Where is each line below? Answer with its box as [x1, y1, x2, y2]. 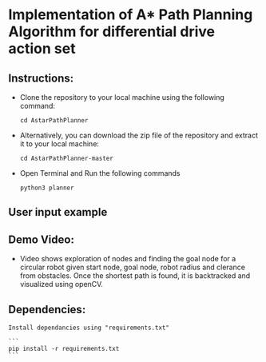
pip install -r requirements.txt [8, 345, 120, 353]
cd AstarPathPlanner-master [19, 154, 113, 162]
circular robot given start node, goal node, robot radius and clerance [19, 262, 246, 272]
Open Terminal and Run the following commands [19, 169, 181, 177]
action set [8, 40, 76, 58]
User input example [8, 205, 108, 219]
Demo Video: [8, 233, 74, 246]
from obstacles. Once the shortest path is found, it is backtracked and [19, 271, 251, 280]
